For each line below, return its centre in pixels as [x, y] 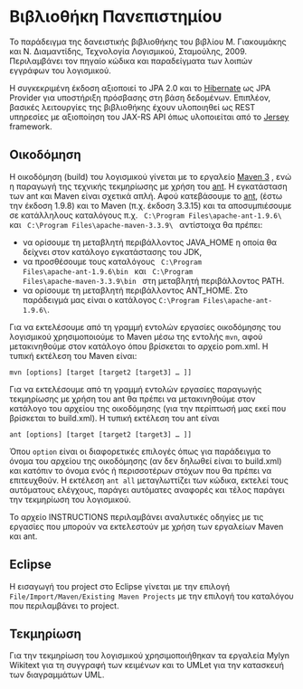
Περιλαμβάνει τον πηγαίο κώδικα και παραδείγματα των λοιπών [131, 61]
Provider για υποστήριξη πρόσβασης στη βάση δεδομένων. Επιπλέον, [140, 98]
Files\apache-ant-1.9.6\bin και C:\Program [108, 271]
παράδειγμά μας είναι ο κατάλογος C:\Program [111, 299]
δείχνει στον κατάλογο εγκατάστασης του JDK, [112, 251]
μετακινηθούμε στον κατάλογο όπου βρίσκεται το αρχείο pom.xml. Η [139, 346]
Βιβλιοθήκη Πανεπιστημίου [116, 17]
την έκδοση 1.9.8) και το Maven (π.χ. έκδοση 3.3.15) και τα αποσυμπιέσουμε [151, 205]
